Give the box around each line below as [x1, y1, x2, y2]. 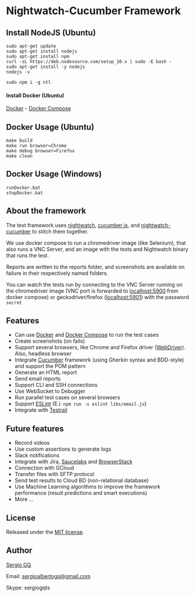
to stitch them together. [32, 228, 89, 235]
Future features [6, 424, 64, 434]
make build [6, 137, 33, 144]
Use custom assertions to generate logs [14, 445, 112, 452]
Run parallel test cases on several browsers [14, 394, 120, 401]
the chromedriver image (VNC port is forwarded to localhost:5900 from [6, 287, 179, 294]
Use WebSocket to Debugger [14, 388, 86, 395]
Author [6, 546, 32, 556]
